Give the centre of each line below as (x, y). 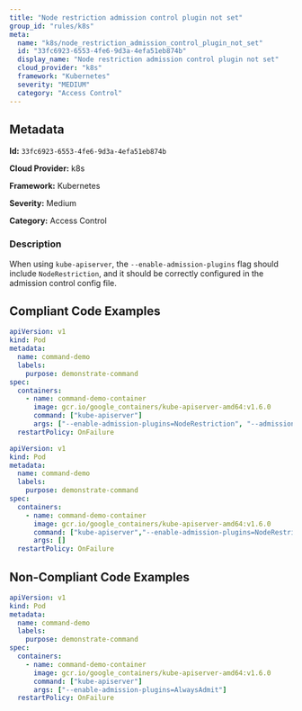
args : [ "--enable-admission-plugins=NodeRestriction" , (138, 424)
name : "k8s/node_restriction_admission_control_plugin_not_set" (140, 43)
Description (36, 244)
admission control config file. (63, 283)
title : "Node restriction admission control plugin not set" (126, 18)
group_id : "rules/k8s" (52, 26)
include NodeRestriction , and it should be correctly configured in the (137, 273)
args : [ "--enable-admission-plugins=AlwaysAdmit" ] (130, 689)
